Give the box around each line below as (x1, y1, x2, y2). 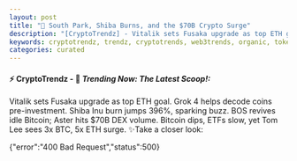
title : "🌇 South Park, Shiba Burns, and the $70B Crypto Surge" (9, 21, 251, 30)
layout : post (9, 12, 57, 22)
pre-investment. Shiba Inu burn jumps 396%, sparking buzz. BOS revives (9, 106, 276, 116)
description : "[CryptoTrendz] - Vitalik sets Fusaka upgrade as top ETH (9, 29, 283, 38)
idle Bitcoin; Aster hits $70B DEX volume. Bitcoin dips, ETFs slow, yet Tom (9, 115, 278, 126)
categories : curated (9, 46, 86, 55)
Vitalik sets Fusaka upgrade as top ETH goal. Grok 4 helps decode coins (9, 96, 272, 106)
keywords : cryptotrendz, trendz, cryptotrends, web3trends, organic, (9, 37, 271, 47)
